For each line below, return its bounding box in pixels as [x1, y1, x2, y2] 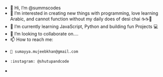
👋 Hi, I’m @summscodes [10, 5, 61, 11]
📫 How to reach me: [10, 36, 53, 43]
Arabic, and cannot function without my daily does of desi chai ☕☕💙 [10, 16, 152, 22]
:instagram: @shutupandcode [10, 59, 69, 64]
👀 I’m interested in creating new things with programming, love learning [10, 10, 158, 16]
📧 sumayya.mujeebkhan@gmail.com [10, 49, 78, 54]
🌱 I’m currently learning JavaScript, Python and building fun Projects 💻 [10, 23, 158, 29]
